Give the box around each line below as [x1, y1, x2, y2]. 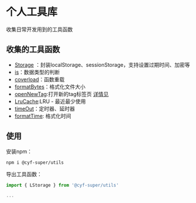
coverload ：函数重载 [14, 75, 65, 82]
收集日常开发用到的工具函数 [6, 26, 73, 33]
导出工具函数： [6, 170, 42, 177]
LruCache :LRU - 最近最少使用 [14, 98, 86, 105]
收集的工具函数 [6, 44, 60, 54]
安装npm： [6, 147, 33, 155]
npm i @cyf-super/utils [6, 159, 64, 166]
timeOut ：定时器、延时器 [14, 105, 75, 112]
